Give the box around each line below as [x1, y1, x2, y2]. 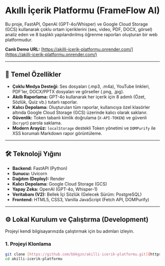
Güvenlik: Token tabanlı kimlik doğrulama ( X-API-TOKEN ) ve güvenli [12, 114, 147, 120]
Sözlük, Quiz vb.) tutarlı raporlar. [12, 99, 78, 105]
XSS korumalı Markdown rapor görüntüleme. [12, 130, 102, 136]
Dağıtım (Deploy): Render [12, 176, 65, 182]
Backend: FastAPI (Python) [12, 165, 68, 171]
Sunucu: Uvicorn [12, 170, 48, 176]
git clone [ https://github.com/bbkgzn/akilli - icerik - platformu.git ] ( [5, 252, 151, 257]
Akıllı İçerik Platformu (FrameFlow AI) [5, 5, 160, 16]
